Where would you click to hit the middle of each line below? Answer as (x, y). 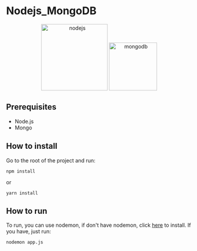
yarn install (22, 193)
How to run (27, 211)
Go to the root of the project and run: (51, 160)
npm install (21, 171)
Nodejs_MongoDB (51, 11)
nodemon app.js (25, 242)
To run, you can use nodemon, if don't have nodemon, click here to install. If (98, 225)
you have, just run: (29, 232)
